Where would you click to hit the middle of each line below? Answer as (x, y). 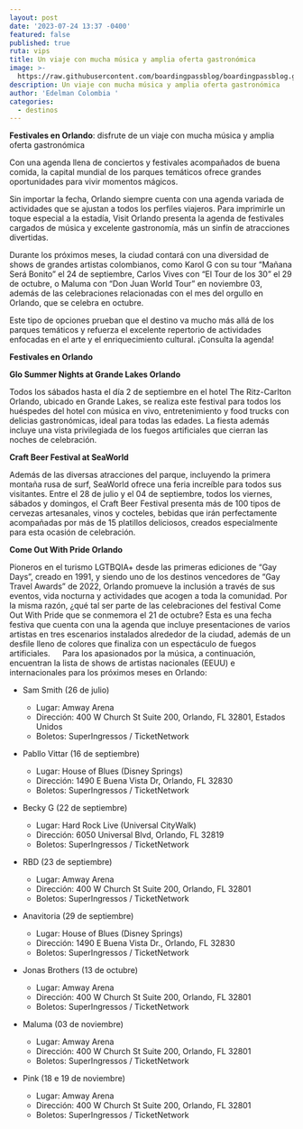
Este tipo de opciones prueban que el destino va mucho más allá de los (142, 320)
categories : (32, 101)
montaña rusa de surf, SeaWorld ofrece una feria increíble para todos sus (146, 484)
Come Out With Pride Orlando (66, 550)
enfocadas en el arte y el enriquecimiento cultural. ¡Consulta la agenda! (142, 340)
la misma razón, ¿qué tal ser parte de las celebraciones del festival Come (145, 606)
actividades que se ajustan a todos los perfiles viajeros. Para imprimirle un (147, 209)
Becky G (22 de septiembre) (75, 808)
